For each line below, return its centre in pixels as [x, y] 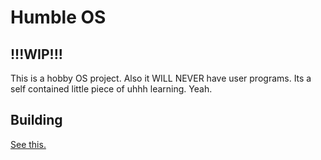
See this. [28, 144]
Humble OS [58, 17]
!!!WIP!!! [36, 54]
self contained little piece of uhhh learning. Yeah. [111, 89]
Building [36, 120]
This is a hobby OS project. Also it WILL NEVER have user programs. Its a [161, 78]
